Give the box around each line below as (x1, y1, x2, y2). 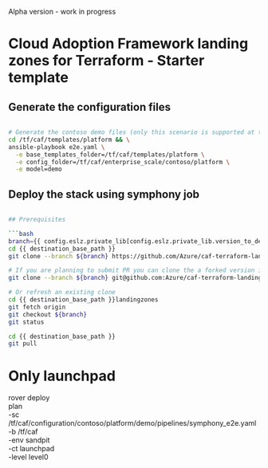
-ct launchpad (8, 444, 55, 454)
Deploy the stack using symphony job (8, 187, 200, 201)
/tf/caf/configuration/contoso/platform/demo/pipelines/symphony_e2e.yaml (8, 419, 257, 428)
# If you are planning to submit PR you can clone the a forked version (8, 266, 255, 274)
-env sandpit (8, 435, 50, 445)
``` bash (8, 230, 34, 238)
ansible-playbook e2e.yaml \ (8, 143, 105, 151)
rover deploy (8, 393, 50, 403)
